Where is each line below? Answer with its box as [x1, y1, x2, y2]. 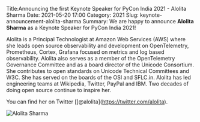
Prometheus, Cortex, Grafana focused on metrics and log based [6, 48, 165, 56]
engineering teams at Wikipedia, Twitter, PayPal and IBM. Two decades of [6, 80, 189, 87]
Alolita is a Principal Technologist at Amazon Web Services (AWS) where [6, 36, 186, 42]
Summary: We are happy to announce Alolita [82, 18, 194, 25]
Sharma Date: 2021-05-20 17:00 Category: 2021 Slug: [6, 11, 139, 19]
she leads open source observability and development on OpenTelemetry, [6, 42, 189, 49]
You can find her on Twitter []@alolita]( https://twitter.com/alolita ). [6, 98, 168, 105]
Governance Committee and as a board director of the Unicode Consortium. [6, 61, 194, 68]
